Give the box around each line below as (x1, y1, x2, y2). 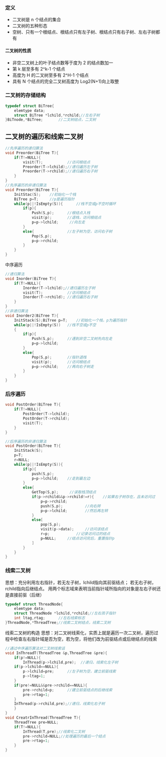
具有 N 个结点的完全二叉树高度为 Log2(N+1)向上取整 (12, 78, 119, 84)
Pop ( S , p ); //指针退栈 (31, 354, 87, 360)
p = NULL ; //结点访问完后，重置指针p (40, 536, 115, 541)
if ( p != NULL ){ (14, 655, 41, 660)
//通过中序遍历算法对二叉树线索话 (5, 646, 65, 651)
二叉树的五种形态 (12, 23, 48, 29)
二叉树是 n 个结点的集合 (12, 16, 61, 23)
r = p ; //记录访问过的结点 (40, 531, 111, 536)
